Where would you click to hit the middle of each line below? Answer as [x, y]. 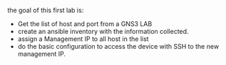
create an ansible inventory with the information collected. [103, 31]
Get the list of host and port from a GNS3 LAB [85, 24]
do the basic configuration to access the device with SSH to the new [118, 46]
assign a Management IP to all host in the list [83, 39]
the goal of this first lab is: [46, 10]
